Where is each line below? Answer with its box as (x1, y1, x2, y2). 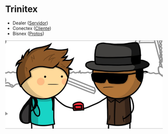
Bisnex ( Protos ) (12, 30, 44, 36)
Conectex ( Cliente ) (12, 25, 51, 31)
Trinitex (5, 3, 38, 15)
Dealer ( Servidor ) (12, 20, 48, 26)
